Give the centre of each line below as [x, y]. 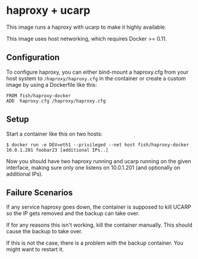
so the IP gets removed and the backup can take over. [73, 213]
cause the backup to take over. [44, 231]
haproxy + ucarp [48, 10]
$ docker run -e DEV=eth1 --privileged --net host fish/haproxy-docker [97, 144]
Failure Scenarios [40, 192]
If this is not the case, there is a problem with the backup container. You [95, 243]
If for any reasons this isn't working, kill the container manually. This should [99, 225]
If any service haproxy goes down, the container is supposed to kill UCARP [99, 207]
